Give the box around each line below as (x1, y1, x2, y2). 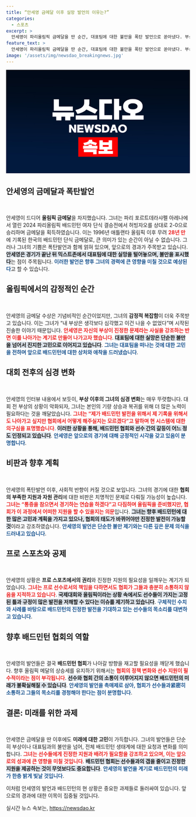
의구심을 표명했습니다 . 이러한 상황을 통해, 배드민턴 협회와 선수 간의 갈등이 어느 (6, 425, 181, 432)
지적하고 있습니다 (16, 591, 56, 598)
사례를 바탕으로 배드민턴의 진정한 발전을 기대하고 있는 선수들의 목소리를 (12, 606, 172, 613)
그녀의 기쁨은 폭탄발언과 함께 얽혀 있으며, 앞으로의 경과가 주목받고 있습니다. (16, 243, 188, 251)
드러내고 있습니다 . (6, 530, 47, 537)
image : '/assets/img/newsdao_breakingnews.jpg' (6, 53, 124, 58)
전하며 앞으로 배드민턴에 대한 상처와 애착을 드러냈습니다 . (12, 349, 139, 356)
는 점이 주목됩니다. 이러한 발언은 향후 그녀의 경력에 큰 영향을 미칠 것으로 (10, 258, 172, 266)
